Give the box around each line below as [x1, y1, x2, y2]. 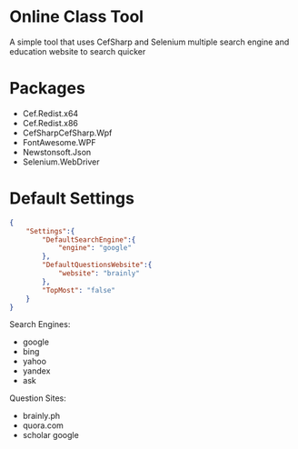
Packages [9, 78, 86, 99]
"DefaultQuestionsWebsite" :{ [42, 261, 153, 270]
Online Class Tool [9, 6, 144, 27]
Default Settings [9, 188, 134, 209]
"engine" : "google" [57, 244, 132, 253]
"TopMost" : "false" [42, 285, 116, 294]
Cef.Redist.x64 [22, 107, 79, 119]
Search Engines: [9, 319, 71, 330]
